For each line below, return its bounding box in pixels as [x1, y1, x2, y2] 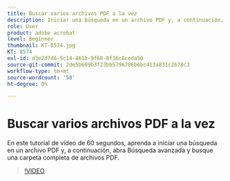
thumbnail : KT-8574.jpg [7, 42, 76, 49]
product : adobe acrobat [7, 29, 76, 36]
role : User [7, 23, 39, 30]
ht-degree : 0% [7, 81, 48, 87]
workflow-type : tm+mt [7, 67, 70, 74]
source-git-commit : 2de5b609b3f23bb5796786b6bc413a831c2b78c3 [7, 61, 190, 68]
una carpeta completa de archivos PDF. [7, 153, 119, 162]
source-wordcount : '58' [7, 74, 76, 81]
